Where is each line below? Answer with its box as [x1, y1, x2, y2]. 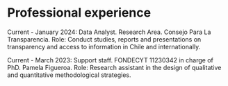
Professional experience [7, 5, 152, 21]
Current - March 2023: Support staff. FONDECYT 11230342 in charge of [7, 55, 213, 64]
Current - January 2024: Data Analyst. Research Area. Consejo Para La [7, 28, 211, 36]
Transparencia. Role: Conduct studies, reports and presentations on [7, 35, 202, 43]
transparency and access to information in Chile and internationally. [7, 42, 201, 51]
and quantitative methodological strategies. [7, 71, 131, 79]
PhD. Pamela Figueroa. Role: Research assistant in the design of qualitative [7, 63, 222, 71]
